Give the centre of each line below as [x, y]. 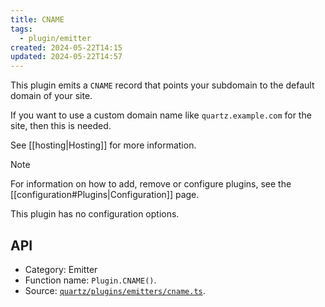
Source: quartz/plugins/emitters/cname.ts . [115, 290]
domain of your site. [51, 96]
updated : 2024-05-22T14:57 [66, 57]
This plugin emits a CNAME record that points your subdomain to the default [162, 85]
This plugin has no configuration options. [95, 214]
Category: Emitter [61, 269]
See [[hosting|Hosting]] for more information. [103, 145]
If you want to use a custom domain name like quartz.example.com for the [161, 115]
